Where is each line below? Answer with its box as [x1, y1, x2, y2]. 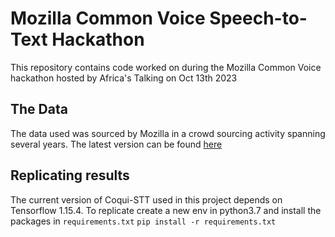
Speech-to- [209, 7, 308, 30]
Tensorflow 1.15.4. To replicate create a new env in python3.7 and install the [10, 204, 322, 216]
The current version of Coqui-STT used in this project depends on [10, 193, 283, 206]
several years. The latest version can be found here [10, 138, 223, 150]
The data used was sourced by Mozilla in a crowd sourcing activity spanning [10, 127, 326, 139]
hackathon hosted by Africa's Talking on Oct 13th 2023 [10, 72, 238, 84]
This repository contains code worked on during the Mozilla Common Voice [10, 61, 322, 73]
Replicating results [10, 167, 130, 184]
